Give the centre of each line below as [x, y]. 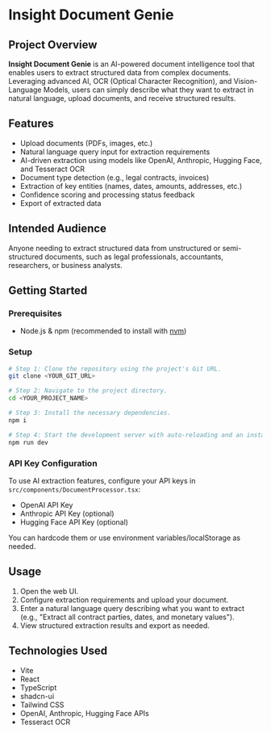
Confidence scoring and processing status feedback [107, 195]
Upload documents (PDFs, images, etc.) [86, 143]
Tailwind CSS [42, 705]
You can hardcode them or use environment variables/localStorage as [124, 538]
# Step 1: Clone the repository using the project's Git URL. [115, 369]
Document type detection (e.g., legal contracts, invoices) [115, 177]
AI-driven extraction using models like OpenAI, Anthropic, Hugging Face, [141, 160]
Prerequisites [35, 313]
